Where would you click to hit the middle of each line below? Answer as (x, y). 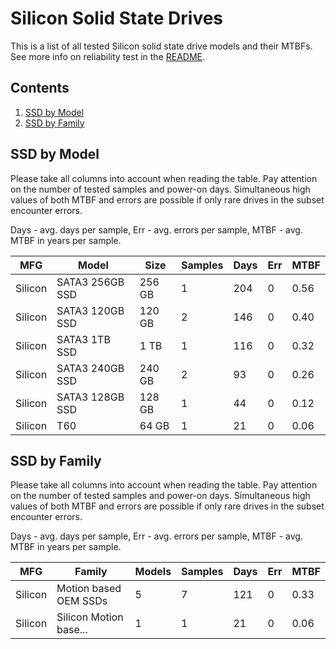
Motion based (89, 589)
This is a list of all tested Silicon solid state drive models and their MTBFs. (161, 46)
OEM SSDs (82, 601)
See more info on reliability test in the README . (108, 56)
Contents (40, 88)
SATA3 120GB (90, 310)
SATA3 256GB (90, 282)
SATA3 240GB (90, 368)
